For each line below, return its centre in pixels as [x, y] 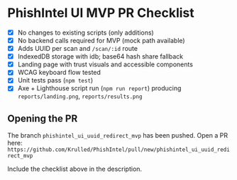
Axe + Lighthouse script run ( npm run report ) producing [99, 88]
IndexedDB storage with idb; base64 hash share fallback [100, 56]
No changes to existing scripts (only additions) [86, 32]
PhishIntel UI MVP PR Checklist [101, 13]
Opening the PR [43, 118]
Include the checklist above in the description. [75, 169]
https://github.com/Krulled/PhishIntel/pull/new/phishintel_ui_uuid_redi [119, 150]
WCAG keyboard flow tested [59, 73]
